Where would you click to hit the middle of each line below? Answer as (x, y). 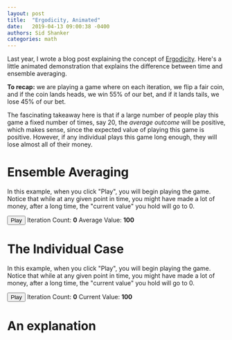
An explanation (52, 326)
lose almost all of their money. (50, 144)
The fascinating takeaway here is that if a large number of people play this (113, 115)
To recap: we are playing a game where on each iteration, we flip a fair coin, (116, 87)
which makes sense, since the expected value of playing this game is (106, 130)
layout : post (26, 13)
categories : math (32, 39)
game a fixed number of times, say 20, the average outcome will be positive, (116, 122)
